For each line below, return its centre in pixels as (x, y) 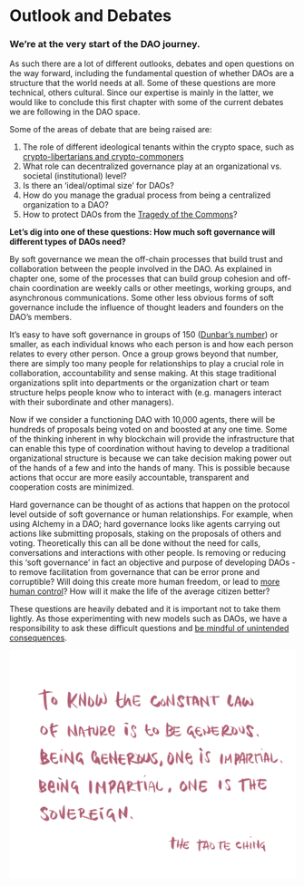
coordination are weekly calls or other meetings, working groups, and (162, 288)
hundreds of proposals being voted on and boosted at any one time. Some (148, 429)
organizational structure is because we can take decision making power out (151, 458)
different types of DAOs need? (68, 242)
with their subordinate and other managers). (92, 402)
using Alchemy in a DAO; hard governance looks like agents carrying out (145, 524)
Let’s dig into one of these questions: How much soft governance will (142, 232)
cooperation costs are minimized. (72, 487)
